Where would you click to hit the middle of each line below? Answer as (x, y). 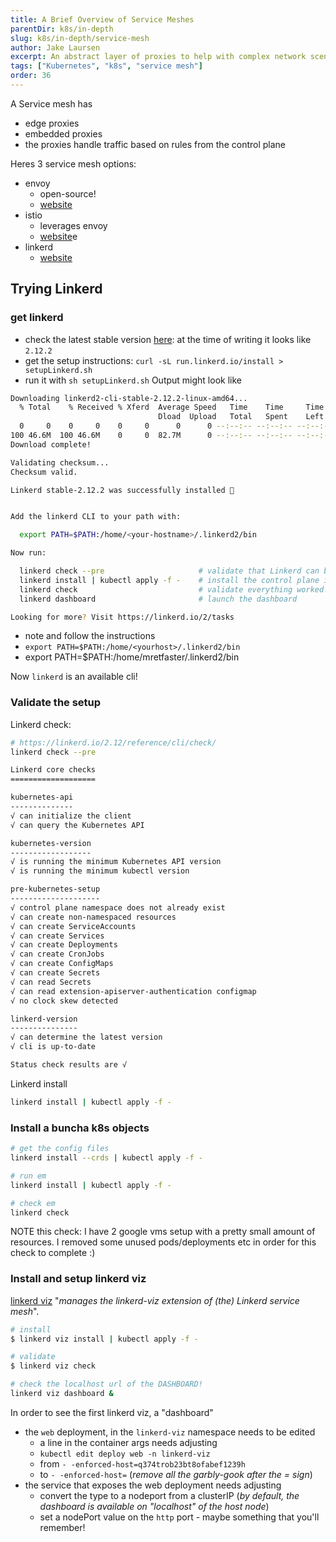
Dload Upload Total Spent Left (241, 417)
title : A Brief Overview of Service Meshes (102, 19)
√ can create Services (57, 936)
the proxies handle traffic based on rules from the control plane (155, 144)
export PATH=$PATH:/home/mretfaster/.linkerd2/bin (132, 657)
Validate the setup (56, 703)
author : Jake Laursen (55, 47)
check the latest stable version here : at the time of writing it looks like (168, 339)
